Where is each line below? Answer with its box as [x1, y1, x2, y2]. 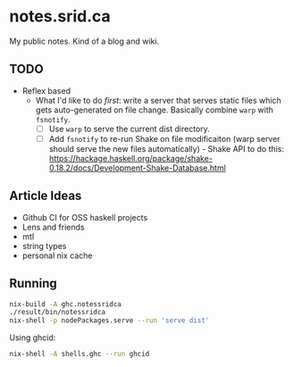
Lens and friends [21, 221, 85, 232]
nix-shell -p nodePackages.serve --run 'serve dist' [9, 316, 210, 325]
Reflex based [21, 85, 71, 96]
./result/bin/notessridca [9, 308, 105, 317]
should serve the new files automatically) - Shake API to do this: [48, 143, 284, 154]
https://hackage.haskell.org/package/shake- [48, 153, 213, 163]
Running [9, 276, 58, 291]
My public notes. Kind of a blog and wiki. [9, 36, 159, 46]
